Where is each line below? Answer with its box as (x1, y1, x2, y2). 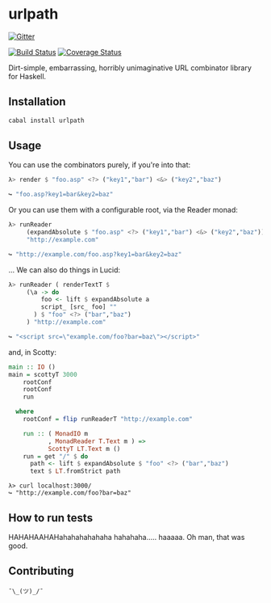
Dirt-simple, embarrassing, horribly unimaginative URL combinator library (8, 62, 252, 73)
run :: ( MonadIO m (23, 429, 89, 437)
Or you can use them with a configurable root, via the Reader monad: (8, 205, 238, 215)
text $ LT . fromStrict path (29, 467, 121, 475)
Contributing (8, 564, 74, 578)
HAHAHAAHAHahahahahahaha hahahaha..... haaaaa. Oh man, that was (8, 533, 245, 542)
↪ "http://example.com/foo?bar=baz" (8, 489, 131, 497)
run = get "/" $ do (23, 452, 89, 461)
